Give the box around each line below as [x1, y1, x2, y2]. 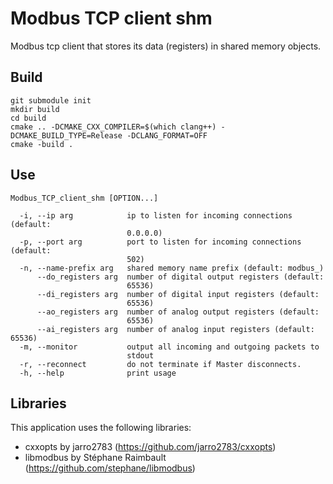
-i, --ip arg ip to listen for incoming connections [19, 210, 293, 221]
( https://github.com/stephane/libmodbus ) [24, 462, 196, 474]
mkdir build [10, 104, 60, 114]
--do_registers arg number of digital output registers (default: [36, 272, 325, 282]
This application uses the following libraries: [10, 422, 192, 434]
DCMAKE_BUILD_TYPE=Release [10, 130, 123, 141]
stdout [126, 350, 155, 361]
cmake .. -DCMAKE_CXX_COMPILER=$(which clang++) [10, 122, 217, 132]
